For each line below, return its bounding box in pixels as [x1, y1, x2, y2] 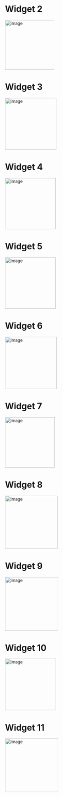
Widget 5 [5, 241, 43, 252]
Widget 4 [5, 161, 43, 173]
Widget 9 [5, 560, 43, 571]
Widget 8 [5, 479, 43, 490]
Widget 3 [5, 81, 43, 93]
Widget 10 [5, 642, 47, 653]
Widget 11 [5, 722, 45, 733]
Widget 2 [5, 3, 43, 15]
